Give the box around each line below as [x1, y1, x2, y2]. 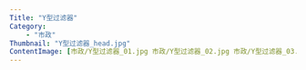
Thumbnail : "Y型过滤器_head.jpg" [9, 38, 131, 48]
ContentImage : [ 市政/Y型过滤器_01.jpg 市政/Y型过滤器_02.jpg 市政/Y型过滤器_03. [9, 47, 299, 56]
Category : [9, 22, 47, 31]
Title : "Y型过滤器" [9, 13, 78, 23]
